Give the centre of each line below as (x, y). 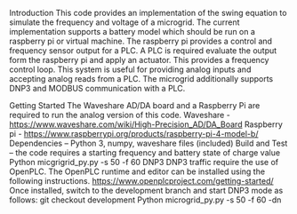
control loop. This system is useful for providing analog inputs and (130, 69)
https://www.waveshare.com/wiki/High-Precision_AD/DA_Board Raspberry (146, 124)
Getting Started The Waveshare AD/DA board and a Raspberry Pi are (135, 105)
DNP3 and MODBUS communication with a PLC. (97, 88)
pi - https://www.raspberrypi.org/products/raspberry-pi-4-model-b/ (134, 134)
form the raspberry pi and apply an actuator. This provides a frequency (139, 60)
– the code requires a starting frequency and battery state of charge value (145, 153)
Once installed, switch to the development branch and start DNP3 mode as (146, 190)
